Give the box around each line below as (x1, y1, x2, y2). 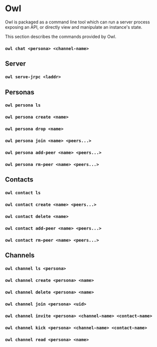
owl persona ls (5, 103, 41, 108)
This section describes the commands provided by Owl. (5, 34, 116, 39)
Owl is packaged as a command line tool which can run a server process (5, 19, 150, 25)
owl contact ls (5, 190, 41, 196)
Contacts (5, 176, 34, 184)
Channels (5, 251, 35, 259)
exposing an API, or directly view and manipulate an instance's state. (5, 24, 142, 30)
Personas (5, 88, 35, 96)
